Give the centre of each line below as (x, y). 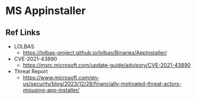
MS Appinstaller (46, 11)
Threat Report (31, 71)
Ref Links (23, 33)
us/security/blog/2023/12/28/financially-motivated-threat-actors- (102, 84)
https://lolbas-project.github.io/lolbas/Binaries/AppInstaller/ (95, 53)
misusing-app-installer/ (51, 90)
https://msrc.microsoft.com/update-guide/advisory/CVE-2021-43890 (107, 65)
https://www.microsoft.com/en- (61, 78)
